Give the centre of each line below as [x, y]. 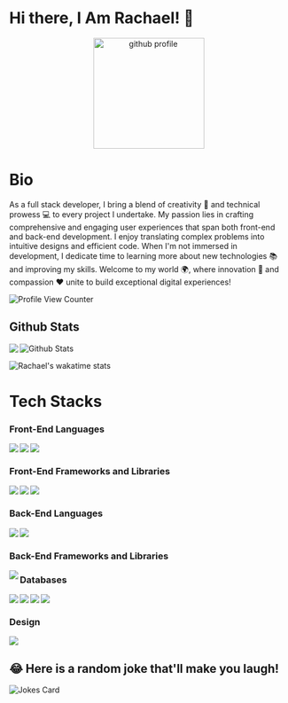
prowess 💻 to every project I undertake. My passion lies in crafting [132, 214]
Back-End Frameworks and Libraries [89, 556]
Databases [43, 580]
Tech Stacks [56, 401]
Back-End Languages [56, 513]
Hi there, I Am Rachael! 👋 [102, 18]
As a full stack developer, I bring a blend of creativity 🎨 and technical [135, 204]
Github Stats [44, 327]
